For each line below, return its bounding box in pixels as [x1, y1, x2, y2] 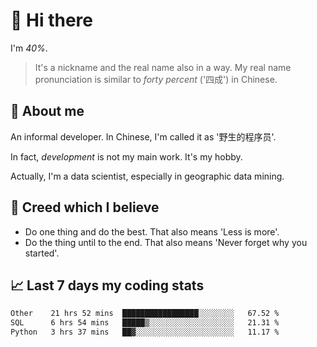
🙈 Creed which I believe [10, 199, 160, 216]
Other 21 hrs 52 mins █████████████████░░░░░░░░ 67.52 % [10, 309, 280, 319]
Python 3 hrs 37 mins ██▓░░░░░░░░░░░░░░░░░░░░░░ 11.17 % [10, 327, 280, 338]
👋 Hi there [10, 9, 93, 32]
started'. [24, 247, 60, 259]
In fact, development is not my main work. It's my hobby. [10, 150, 243, 163]
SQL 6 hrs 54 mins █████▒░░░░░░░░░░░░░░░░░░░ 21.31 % [10, 318, 280, 328]
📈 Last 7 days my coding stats [10, 277, 205, 294]
